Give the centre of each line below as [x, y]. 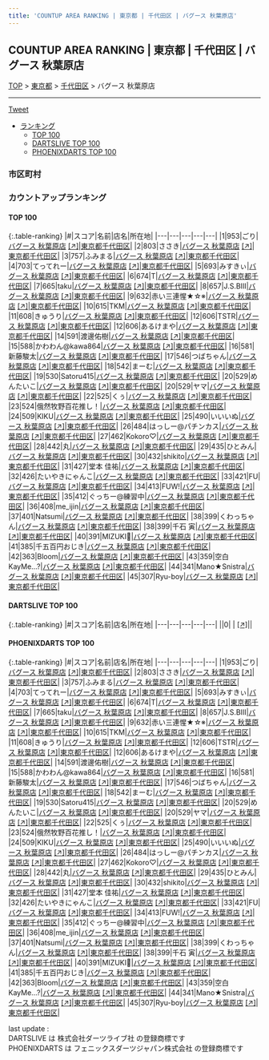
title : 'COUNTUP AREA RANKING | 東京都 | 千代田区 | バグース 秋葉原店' [123, 16]
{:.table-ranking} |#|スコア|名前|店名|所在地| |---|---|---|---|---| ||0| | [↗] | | [130, 624]
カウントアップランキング [57, 198]
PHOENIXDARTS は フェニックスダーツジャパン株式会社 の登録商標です [126, 1048]
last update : [29, 1028]
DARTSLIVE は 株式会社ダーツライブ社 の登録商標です [97, 1038]
